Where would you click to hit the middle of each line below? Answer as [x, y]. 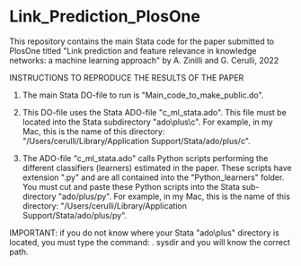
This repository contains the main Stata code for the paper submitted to [142, 41]
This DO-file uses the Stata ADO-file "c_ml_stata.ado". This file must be [155, 112]
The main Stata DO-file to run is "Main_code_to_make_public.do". [143, 95]
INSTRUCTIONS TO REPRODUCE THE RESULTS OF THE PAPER [127, 77]
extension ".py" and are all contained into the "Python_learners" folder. [153, 177]
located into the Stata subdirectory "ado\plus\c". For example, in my [147, 122]
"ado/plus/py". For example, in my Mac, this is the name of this [174, 196]
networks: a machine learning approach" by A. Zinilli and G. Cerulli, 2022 [144, 60]
